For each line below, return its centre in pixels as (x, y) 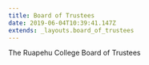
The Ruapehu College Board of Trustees (74, 53)
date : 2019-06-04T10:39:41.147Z (62, 23)
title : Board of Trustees (51, 15)
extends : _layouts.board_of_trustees (71, 30)
